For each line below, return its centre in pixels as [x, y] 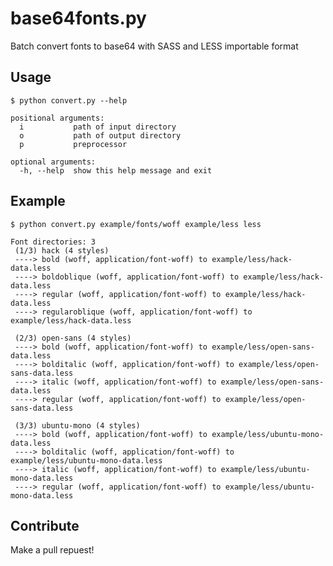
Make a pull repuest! [52, 550]
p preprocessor [73, 144]
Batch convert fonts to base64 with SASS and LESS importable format [154, 46]
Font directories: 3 [53, 242]
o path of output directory [100, 135]
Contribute [45, 525]
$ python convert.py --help [69, 100]
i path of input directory [98, 127]
